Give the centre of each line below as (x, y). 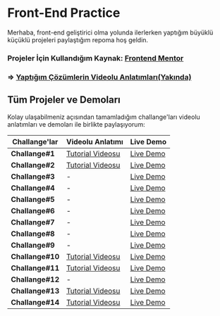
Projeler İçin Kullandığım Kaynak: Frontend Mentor (96, 58)
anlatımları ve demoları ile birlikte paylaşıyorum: (77, 124)
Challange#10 (35, 256)
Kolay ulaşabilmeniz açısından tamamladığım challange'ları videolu (104, 117)
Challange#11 (35, 267)
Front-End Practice (64, 13)
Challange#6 (33, 210)
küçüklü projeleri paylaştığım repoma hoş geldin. (78, 39)
